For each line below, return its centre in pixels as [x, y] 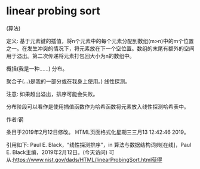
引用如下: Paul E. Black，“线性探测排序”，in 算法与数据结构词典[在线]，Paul [99, 145]
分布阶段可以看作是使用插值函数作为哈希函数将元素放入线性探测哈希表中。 [98, 106]
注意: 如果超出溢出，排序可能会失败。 [52, 94]
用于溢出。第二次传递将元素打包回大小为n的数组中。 [71, 56]
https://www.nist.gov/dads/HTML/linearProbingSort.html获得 [87, 159]
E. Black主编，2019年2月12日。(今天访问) [57, 152]
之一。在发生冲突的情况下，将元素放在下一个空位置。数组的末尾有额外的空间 [100, 48]
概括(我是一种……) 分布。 [37, 68]
